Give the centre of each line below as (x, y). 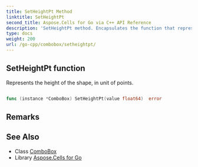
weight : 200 (21, 39)
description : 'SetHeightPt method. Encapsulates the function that (91, 28)
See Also (23, 137)
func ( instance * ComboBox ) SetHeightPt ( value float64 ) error (84, 99)
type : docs (19, 34)
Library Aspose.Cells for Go (48, 158)
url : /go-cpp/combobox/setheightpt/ (51, 45)
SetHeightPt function (46, 68)
